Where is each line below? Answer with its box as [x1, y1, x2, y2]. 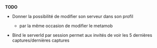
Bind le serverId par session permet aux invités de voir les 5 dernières [12, 32, 152, 38]
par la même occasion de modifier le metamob [19, 23, 113, 29]
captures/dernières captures [12, 37, 70, 43]
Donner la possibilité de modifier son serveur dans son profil [12, 14, 134, 19]
